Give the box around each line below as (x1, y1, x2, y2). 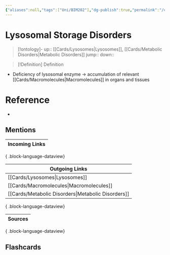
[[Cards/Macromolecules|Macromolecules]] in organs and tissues (12, 77, 150, 83)
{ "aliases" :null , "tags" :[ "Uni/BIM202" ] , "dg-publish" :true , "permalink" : (5, 7, 159, 13)
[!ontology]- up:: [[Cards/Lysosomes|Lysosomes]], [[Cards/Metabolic (17, 46, 163, 52)
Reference (5, 94, 50, 105)
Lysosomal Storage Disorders (5, 29, 132, 41)
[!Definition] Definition (17, 61, 64, 67)
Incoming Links (8, 140, 46, 148)
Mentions (5, 125, 36, 134)
